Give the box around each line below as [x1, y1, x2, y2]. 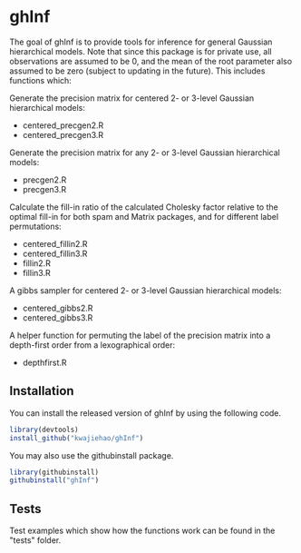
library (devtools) [9, 425, 79, 434]
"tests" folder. [9, 535, 62, 546]
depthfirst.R [22, 357, 67, 368]
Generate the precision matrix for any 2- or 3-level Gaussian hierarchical [9, 147, 281, 158]
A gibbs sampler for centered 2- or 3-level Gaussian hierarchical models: [9, 284, 283, 296]
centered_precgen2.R [22, 120, 104, 131]
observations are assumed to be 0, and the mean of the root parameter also [9, 55, 293, 66]
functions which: [9, 74, 73, 85]
